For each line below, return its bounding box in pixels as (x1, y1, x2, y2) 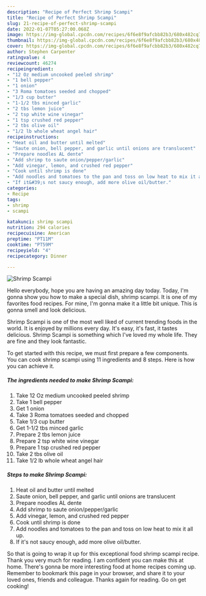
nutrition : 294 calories (7, 224, 70, 231)
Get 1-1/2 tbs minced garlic (15, 424, 84, 432)
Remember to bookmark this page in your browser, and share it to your (7, 570, 185, 577)
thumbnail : (7, 37, 35, 43)
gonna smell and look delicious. (7, 306, 87, 314)
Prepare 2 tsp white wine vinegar (15, 438, 100, 445)
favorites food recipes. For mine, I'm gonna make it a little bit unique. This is (7, 300, 197, 307)
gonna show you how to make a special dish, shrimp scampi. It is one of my (7, 293, 197, 301)
